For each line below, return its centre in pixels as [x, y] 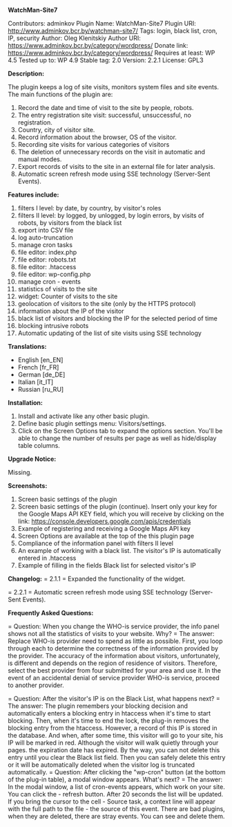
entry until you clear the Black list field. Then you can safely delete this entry [117, 757]
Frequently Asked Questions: [51, 613]
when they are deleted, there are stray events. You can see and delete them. [116, 816]
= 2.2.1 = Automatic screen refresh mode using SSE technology [98, 592]
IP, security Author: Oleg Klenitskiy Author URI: [74, 38]
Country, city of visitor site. [56, 130]
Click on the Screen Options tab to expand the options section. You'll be [120, 431]
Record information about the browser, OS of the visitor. [97, 137]
